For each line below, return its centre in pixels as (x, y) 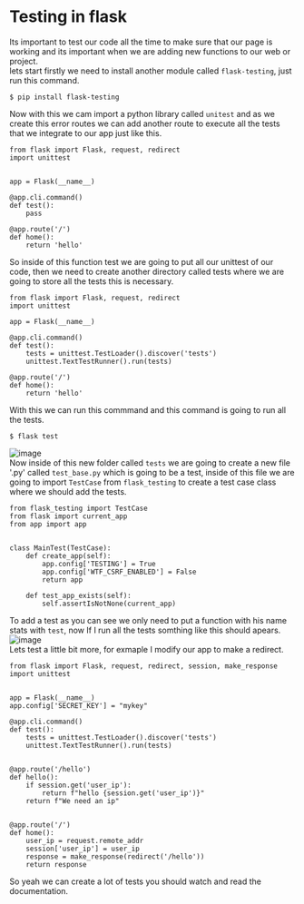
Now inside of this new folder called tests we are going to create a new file (150, 462)
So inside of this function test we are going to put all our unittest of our (142, 261)
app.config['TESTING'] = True (99, 564)
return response (57, 864)
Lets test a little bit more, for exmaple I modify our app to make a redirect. (147, 649)
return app (63, 580)
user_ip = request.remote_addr (85, 840)
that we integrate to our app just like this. (86, 133)
